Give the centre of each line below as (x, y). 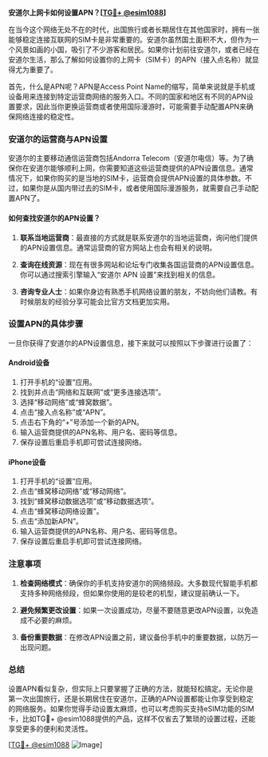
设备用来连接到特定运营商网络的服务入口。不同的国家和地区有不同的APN (128, 96)
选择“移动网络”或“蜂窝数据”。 (68, 402)
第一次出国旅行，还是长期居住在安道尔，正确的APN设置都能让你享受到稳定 (131, 699)
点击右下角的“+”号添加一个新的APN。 (81, 422)
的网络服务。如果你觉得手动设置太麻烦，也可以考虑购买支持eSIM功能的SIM (131, 708)
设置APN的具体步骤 (46, 324)
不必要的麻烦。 (51, 620)
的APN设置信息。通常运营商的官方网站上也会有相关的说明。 (118, 247)
